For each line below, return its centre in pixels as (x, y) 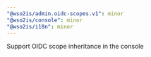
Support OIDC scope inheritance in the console (75, 47)
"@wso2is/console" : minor (44, 20)
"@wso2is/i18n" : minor (40, 26)
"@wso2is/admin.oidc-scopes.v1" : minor (65, 14)
